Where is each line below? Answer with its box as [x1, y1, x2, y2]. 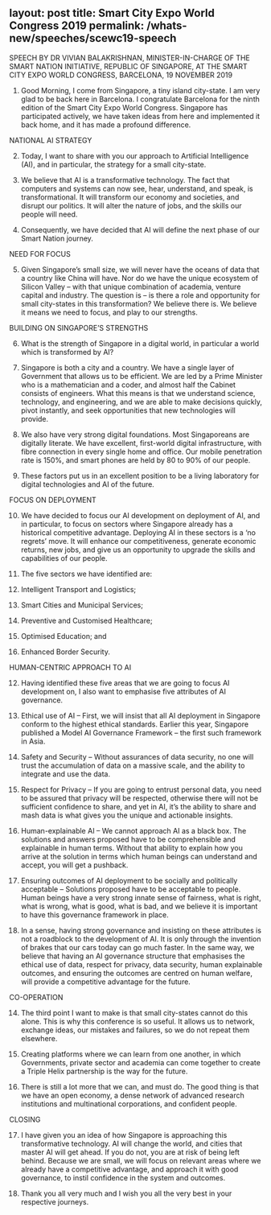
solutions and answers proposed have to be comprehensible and [20, 834, 236, 844]
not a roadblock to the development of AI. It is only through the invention [20, 933, 261, 944]
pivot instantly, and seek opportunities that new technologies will [20, 406, 236, 415]
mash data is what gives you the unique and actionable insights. [20, 810, 233, 820]
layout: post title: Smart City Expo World [9, 6, 216, 20]
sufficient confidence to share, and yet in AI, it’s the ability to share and [20, 801, 257, 811]
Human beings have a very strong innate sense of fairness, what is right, [20, 892, 261, 902]
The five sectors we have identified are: [20, 569, 153, 579]
